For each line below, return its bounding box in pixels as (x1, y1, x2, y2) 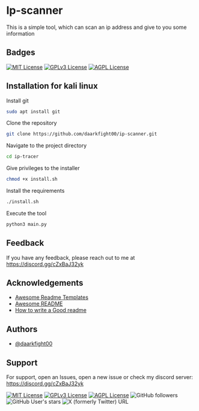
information (6, 30, 35, 37)
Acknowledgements (6, 278, 84, 288)
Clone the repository (6, 119, 57, 127)
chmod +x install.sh (6, 176, 58, 183)
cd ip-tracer (6, 154, 39, 160)
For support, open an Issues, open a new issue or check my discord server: (6, 374, 194, 381)
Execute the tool (6, 209, 47, 217)
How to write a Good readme (14, 307, 87, 314)
